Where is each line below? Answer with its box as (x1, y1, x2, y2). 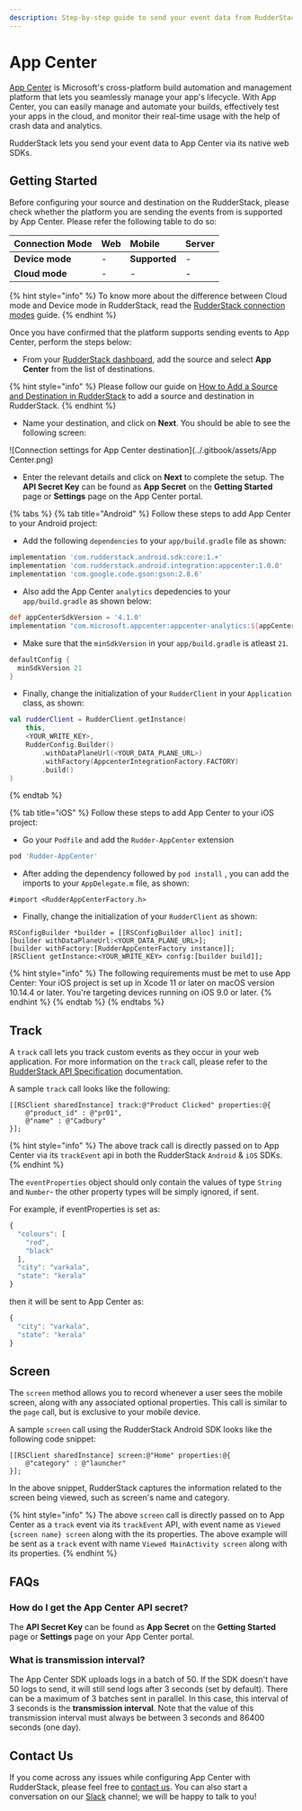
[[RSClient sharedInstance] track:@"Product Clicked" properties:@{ (9, 1101, 271, 1110)
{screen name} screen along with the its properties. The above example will (9, 1529, 288, 1540)
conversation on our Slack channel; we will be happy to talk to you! (9, 1791, 257, 1802)
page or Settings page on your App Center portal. (9, 1632, 195, 1643)
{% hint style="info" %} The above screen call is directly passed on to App (9, 1510, 285, 1521)
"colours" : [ (17, 1229, 67, 1239)
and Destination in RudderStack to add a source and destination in (9, 391, 254, 402)
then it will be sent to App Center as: (9, 1297, 144, 1307)
